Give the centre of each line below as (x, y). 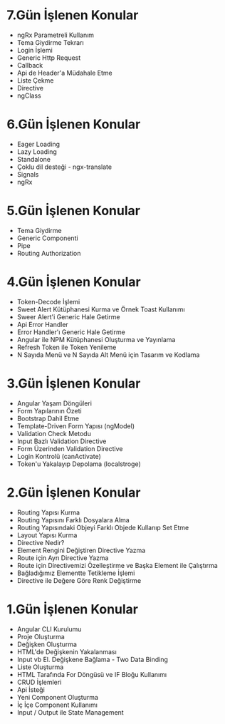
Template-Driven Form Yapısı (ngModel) (75, 426)
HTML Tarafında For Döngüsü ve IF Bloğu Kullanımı (92, 674)
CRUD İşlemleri (39, 682)
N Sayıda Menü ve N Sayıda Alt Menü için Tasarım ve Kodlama (108, 355)
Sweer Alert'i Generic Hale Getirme (68, 316)
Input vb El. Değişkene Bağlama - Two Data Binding (93, 659)
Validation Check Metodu (54, 433)
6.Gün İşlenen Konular (74, 124)
